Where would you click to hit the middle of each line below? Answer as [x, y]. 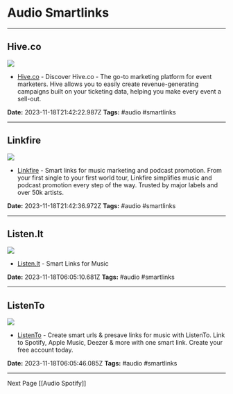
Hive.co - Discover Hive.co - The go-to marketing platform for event [114, 76]
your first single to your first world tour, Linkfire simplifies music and [115, 178]
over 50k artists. [41, 192]
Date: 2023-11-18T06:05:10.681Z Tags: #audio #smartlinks [91, 277]
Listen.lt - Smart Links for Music [63, 264]
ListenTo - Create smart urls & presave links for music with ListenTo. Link [121, 335]
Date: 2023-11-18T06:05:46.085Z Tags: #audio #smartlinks [92, 363]
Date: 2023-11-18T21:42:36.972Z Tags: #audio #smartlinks [92, 205]
